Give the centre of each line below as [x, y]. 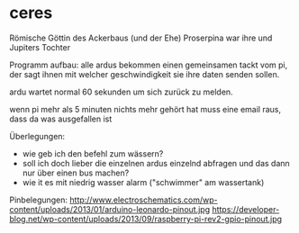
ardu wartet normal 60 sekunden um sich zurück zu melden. [121, 92]
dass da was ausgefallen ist [61, 119]
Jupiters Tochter [40, 47]
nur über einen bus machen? [76, 173]
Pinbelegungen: [39, 200]
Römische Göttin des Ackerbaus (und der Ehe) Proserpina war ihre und [141, 38]
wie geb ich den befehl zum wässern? [93, 153]
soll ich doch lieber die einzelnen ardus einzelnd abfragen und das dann [156, 163]
